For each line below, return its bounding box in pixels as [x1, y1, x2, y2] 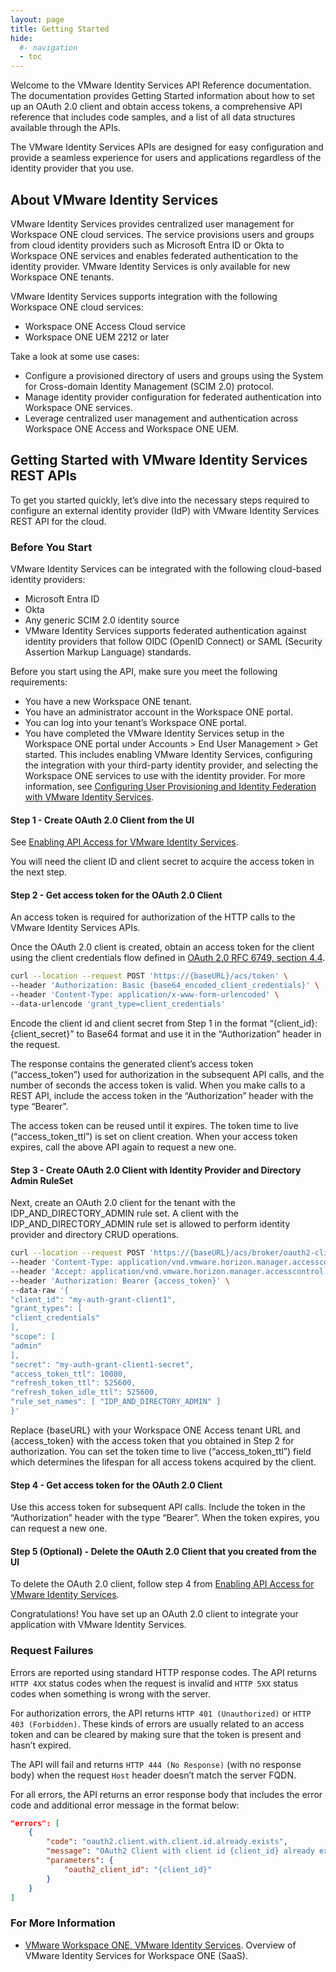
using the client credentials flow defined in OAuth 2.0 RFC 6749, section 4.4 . [10, 952, 326, 964]
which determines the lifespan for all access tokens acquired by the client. [10, 1456, 317, 1468]
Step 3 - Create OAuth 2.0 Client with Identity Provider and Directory [10, 1164, 302, 1176]
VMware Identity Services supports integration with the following [10, 290, 278, 302]
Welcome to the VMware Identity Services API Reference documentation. [10, 79, 312, 91]
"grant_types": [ [10, 1304, 83, 1314]
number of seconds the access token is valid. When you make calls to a [10, 1079, 306, 1091]
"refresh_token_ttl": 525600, [10, 1378, 137, 1388]
